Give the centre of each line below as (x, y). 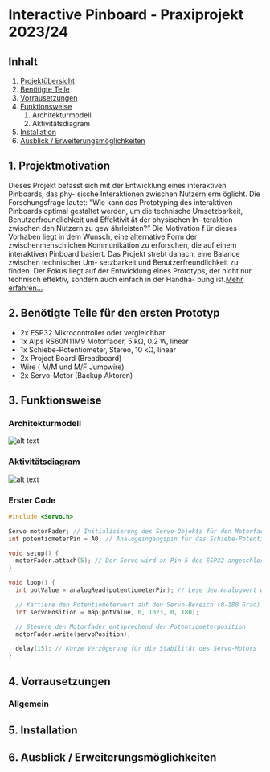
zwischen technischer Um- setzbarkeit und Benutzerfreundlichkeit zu (123, 262)
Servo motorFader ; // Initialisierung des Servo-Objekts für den (120, 531)
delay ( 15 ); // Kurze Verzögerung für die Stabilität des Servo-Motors (136, 649)
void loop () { (32, 583)
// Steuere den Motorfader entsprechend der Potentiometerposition (131, 626)
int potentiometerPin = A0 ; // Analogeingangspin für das (107, 539)
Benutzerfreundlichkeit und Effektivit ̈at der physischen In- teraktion (121, 220)
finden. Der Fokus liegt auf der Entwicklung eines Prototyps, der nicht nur (130, 270)
